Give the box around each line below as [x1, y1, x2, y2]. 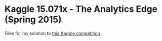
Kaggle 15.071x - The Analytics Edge [4, 3, 158, 15]
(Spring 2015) [4, 14, 62, 25]
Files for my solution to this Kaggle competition [4, 30, 101, 36]
